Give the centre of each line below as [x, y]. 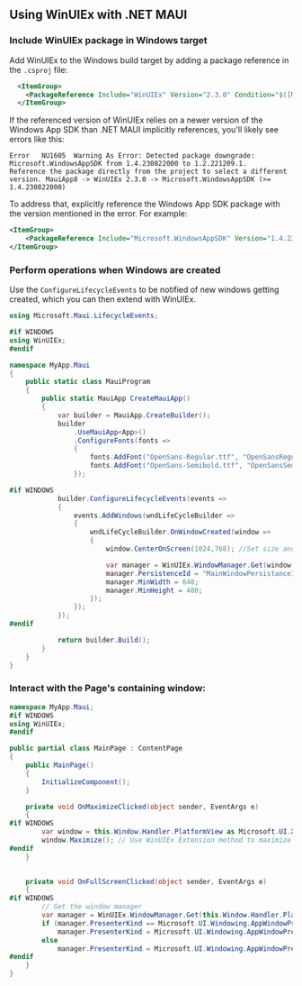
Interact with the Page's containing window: [108, 689]
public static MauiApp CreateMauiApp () [116, 399]
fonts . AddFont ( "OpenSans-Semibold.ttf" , [166, 466]
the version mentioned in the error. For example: [98, 214]
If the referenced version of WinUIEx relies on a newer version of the [136, 120]
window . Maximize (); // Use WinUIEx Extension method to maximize [167, 840]
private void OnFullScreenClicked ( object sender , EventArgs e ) [147, 881]
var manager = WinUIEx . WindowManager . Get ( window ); [202, 565]
